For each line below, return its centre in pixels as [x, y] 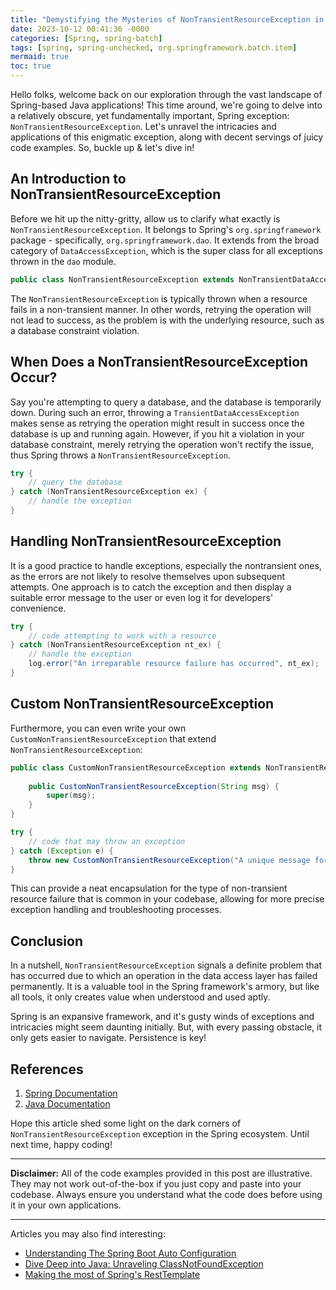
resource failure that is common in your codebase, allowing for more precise [167, 899]
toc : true [31, 66]
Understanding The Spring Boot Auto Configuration [130, 1253]
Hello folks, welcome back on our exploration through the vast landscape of [166, 94]
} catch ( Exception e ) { [62, 851]
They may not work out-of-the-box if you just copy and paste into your [156, 1184]
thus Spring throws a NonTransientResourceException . [120, 455]
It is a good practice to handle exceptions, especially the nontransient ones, [166, 565]
